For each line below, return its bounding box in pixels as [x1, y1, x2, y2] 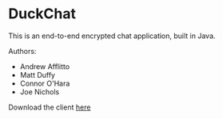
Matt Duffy [19, 70, 56, 79]
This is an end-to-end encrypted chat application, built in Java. [8, 31, 216, 40]
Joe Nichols [19, 86, 60, 96]
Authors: [8, 46, 37, 56]
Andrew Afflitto [19, 61, 70, 71]
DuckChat [8, 5, 77, 23]
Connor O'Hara [19, 79, 70, 88]
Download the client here [8, 102, 91, 112]
